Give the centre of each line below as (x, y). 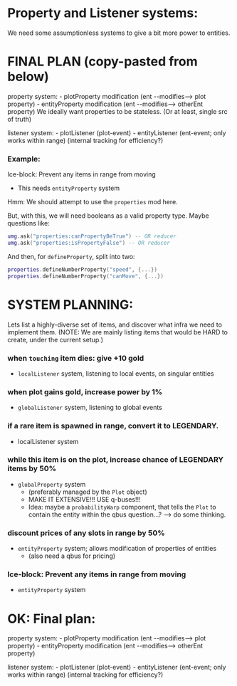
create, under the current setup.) (56, 339)
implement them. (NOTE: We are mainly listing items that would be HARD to (118, 332)
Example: (24, 159)
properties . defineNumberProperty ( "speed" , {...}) (83, 269)
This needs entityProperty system (69, 188)
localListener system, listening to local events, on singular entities (116, 373)
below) (28, 77)
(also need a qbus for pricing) (72, 556)
